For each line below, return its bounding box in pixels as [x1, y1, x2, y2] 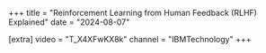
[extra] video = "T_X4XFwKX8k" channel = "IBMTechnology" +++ [8, 34, 252, 44]
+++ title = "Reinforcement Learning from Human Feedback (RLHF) [8, 8, 258, 18]
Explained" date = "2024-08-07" [8, 17, 130, 27]
